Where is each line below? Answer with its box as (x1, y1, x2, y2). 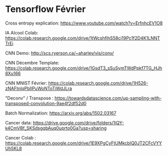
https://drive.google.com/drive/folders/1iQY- (32, 119, 124, 125)
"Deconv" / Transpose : (5, 95, 54, 101)
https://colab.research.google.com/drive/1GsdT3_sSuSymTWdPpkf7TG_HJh (5, 65, 162, 71)
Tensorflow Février (5, 3, 86, 15)
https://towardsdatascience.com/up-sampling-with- (54, 95, 162, 101)
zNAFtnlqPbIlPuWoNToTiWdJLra (5, 85, 72, 91)
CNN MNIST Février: (5, 80, 47, 86)
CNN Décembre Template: (5, 59, 59, 65)
